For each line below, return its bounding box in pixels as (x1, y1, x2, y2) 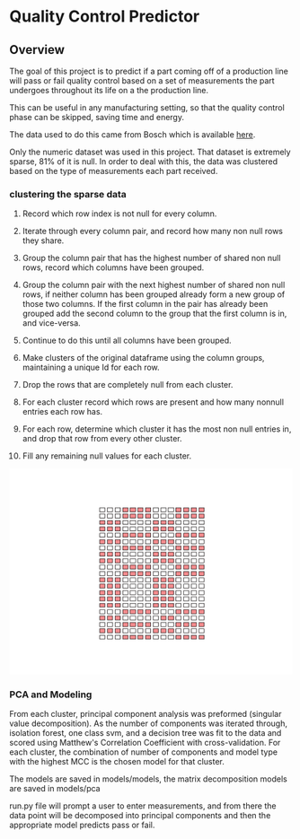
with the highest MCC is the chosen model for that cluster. (9, 756, 225, 767)
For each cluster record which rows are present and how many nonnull (22, 397, 285, 407)
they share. (22, 235, 65, 246)
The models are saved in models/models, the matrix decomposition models (9, 773, 287, 784)
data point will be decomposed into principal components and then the (9, 810, 271, 821)
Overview (9, 42, 66, 57)
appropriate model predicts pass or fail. (9, 819, 155, 831)
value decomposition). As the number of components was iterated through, (9, 718, 287, 729)
